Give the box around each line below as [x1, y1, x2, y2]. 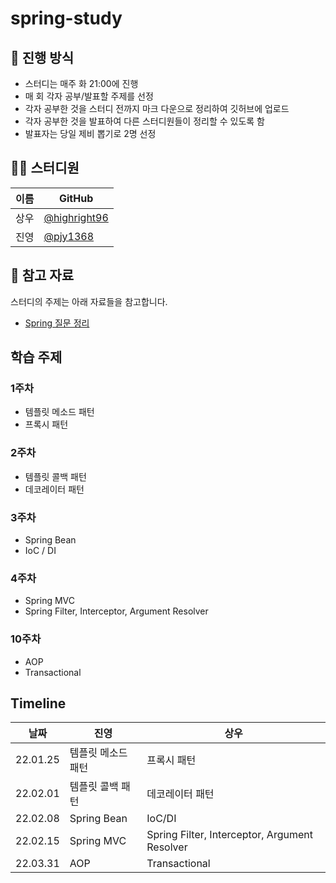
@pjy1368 [43, 229, 95, 243]
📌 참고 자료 [10, 267, 75, 284]
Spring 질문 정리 [24, 317, 90, 329]
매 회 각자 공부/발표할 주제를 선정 [24, 90, 154, 102]
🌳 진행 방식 [10, 49, 75, 66]
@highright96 [43, 210, 109, 224]
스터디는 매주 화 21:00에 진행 [24, 78, 139, 89]
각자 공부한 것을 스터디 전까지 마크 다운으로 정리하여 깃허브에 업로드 [24, 103, 290, 114]
